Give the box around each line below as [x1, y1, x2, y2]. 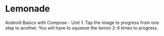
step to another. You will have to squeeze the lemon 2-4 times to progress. [5, 24, 159, 30]
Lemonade [5, 3, 50, 14]
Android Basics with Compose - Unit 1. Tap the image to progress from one [5, 19, 160, 25]
